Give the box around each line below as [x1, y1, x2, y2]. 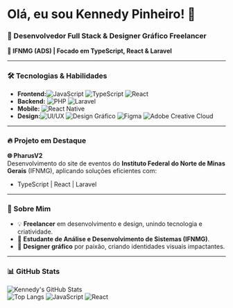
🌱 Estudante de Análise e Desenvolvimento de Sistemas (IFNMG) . [17, 235, 210, 243]
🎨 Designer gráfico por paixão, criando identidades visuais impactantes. [17, 243, 225, 251]
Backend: [17, 97, 46, 105]
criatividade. [17, 227, 53, 236]
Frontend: [17, 90, 46, 98]
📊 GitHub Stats [7, 267, 60, 277]
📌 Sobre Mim [7, 204, 51, 213]
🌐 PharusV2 [7, 152, 43, 160]
